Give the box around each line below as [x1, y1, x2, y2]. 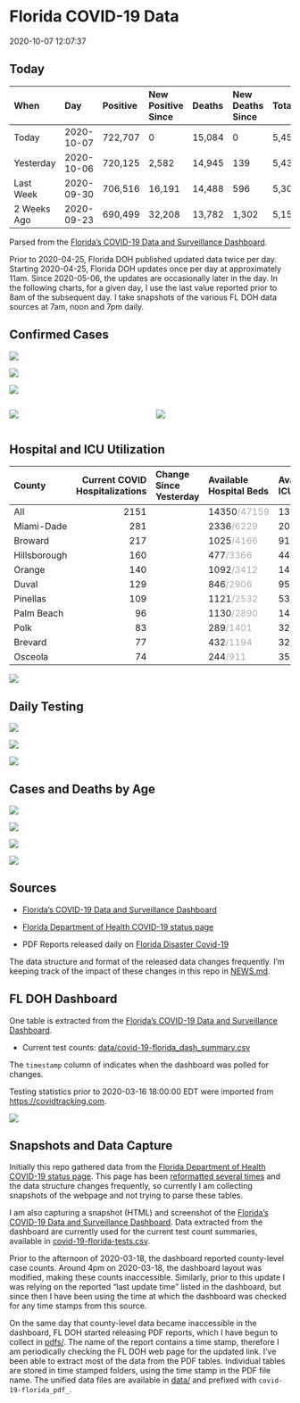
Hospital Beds [208, 485, 270, 497]
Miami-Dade [13, 520, 68, 533]
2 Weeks [13, 203, 51, 215]
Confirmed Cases [9, 328, 110, 343]
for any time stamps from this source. [9, 1300, 147, 1311]
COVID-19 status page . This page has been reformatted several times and [9, 1171, 281, 1182]
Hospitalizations [75, 485, 147, 497]
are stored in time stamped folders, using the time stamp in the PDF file [9, 1366, 271, 1376]
